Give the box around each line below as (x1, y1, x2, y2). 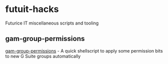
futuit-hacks (5, 3, 59, 15)
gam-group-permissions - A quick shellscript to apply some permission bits (5, 47, 163, 53)
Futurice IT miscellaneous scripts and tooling (5, 20, 99, 26)
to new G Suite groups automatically (5, 53, 81, 59)
